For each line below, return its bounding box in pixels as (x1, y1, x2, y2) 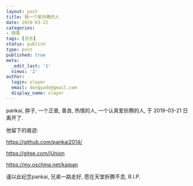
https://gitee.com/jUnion (6, 150, 66, 157)
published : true (6, 52, 46, 58)
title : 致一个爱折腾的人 (6, 14, 60, 20)
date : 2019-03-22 (6, 19, 49, 25)
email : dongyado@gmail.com (11, 85, 77, 91)
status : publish (6, 42, 46, 47)
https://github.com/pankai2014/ (6, 138, 82, 145)
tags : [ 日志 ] (6, 36, 36, 42)
